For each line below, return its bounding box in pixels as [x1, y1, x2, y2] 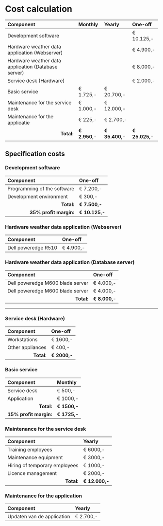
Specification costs [5, 150, 65, 158]
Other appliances [7, 344, 47, 351]
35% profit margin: [30, 209, 75, 216]
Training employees [7, 446, 52, 453]
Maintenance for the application [5, 492, 82, 499]
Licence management [7, 470, 57, 477]
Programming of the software [7, 185, 75, 192]
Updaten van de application [7, 513, 70, 520]
